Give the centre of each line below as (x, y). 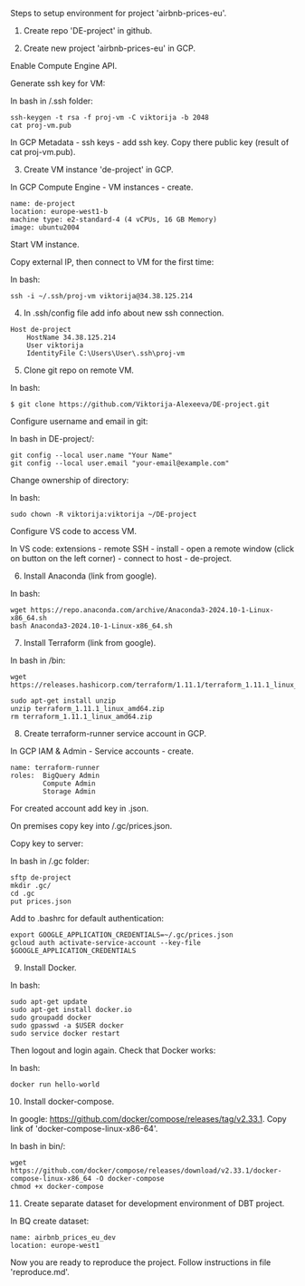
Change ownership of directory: (70, 480)
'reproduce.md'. (40, 1272)
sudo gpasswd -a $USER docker (67, 1026)
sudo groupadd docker (51, 1018)
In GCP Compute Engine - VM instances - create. (102, 187)
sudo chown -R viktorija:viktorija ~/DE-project (104, 514)
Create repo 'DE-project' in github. (88, 30)
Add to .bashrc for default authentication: (87, 918)
